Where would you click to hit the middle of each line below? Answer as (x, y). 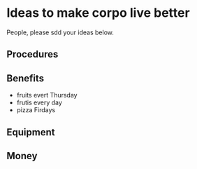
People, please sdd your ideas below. (60, 32)
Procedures (32, 54)
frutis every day (39, 102)
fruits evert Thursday (47, 95)
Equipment (31, 132)
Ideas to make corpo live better (98, 13)
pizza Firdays (36, 110)
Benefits (25, 78)
